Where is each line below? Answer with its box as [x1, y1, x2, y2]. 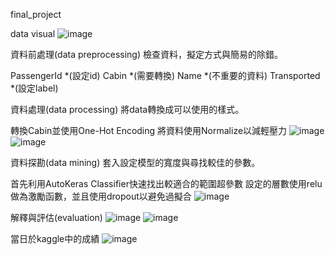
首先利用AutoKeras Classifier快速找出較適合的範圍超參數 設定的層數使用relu [10, 178, 323, 189]
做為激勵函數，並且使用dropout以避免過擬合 [10, 190, 192, 202]
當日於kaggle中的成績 [10, 233, 100, 244]
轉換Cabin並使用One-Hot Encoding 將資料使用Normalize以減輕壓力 [10, 125, 288, 136]
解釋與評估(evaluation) [10, 212, 103, 223]
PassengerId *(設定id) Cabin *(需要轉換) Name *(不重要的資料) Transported [10, 70, 321, 81]
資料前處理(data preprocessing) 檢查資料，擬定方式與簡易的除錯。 [10, 49, 283, 60]
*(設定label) [10, 82, 59, 94]
